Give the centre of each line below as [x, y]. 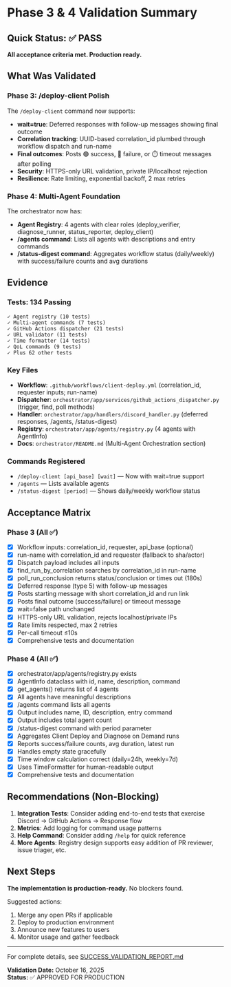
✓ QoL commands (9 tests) [44, 347]
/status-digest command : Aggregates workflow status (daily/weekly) [116, 253]
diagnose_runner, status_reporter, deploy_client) [85, 231]
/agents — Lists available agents [63, 484]
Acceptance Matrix [49, 512]
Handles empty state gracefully [62, 751]
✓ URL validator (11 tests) [47, 335]
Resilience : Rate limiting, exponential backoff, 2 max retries [101, 178]
